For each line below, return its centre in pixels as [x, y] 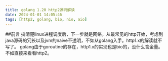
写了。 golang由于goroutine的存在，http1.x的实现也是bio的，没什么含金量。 [84, 47]
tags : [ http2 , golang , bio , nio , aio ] [46, 19]
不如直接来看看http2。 [29, 53]
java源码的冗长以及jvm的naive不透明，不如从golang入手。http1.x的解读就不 [84, 40]
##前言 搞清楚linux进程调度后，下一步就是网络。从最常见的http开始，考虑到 [84, 34]
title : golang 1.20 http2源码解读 [40, 10]
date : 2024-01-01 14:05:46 [34, 15]
